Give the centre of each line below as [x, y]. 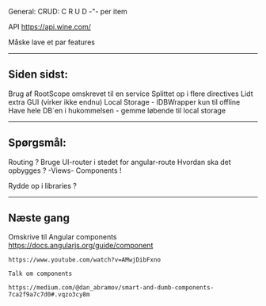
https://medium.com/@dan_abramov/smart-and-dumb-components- [111, 288]
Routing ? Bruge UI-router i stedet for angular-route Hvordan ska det [120, 162]
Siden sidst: [38, 75]
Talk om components [40, 274]
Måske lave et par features [51, 42]
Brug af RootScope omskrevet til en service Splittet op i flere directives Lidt [131, 94]
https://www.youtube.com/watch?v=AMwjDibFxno [84, 260]
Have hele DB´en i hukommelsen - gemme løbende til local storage [117, 110]
